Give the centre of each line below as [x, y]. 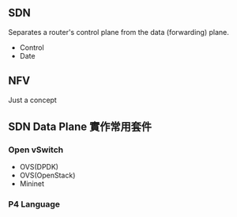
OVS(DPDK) [39, 167]
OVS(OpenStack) [47, 175]
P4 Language [34, 204]
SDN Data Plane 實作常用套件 [80, 127]
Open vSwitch [36, 150]
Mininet [32, 184]
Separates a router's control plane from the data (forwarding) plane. [118, 32]
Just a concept [32, 100]
